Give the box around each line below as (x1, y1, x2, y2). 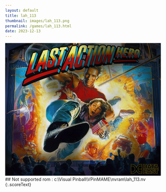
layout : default (5, 8, 39, 13)
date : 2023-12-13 (5, 29, 41, 34)
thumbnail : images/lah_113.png (5, 18, 70, 23)
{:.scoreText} (5, 182, 32, 188)
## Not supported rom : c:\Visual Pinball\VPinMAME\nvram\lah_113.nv (5, 176, 146, 182)
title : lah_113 (5, 13, 37, 18)
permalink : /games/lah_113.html (5, 24, 72, 29)
